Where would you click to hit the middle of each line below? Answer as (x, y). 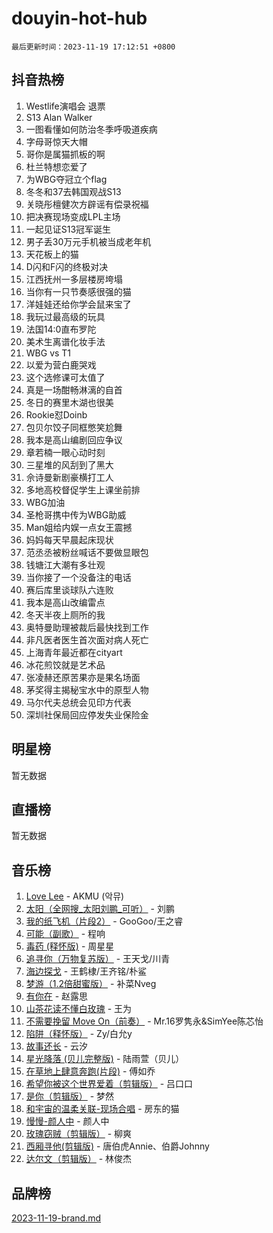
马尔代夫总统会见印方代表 (78, 702)
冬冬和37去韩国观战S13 (73, 191)
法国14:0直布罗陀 (61, 329)
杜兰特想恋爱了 (56, 166)
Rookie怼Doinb (56, 414)
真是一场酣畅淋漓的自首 (74, 389)
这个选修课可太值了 (65, 377)
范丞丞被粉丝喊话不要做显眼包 (87, 552)
